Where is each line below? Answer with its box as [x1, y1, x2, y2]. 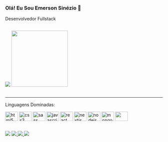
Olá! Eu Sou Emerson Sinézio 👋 [5, 4, 81, 11]
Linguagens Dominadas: [5, 102, 55, 108]
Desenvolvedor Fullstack [5, 16, 56, 22]
